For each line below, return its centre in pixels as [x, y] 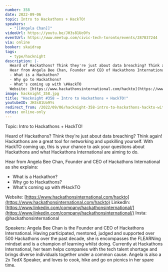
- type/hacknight [28, 56]
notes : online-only [25, 112]
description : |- [22, 61]
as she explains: [22, 167]
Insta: [141, 212]
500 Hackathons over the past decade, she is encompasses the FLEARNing [83, 238]
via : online [17, 42]
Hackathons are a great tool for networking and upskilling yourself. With [79, 141]
